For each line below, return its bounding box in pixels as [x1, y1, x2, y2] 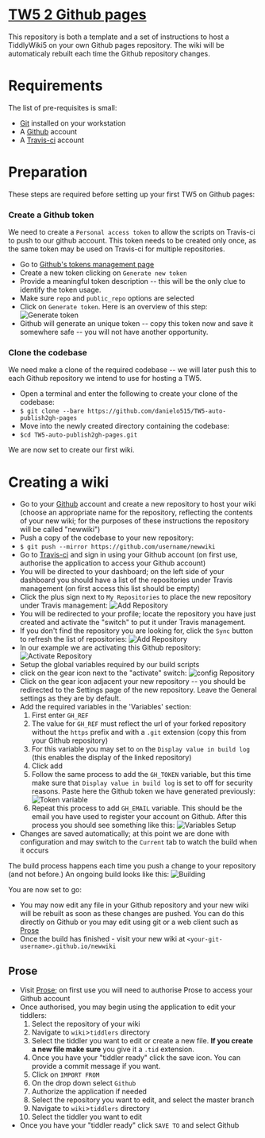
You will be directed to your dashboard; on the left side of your [19, 567, 225, 577]
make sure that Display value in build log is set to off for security [31, 778, 253, 788]
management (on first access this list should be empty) [19, 584, 201, 593]
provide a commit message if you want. [31, 1062, 161, 1071]
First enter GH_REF [31, 710, 89, 720]
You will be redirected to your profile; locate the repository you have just [19, 609, 256, 619]
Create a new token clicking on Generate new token [19, 268, 187, 278]
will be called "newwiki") [19, 525, 101, 534]
